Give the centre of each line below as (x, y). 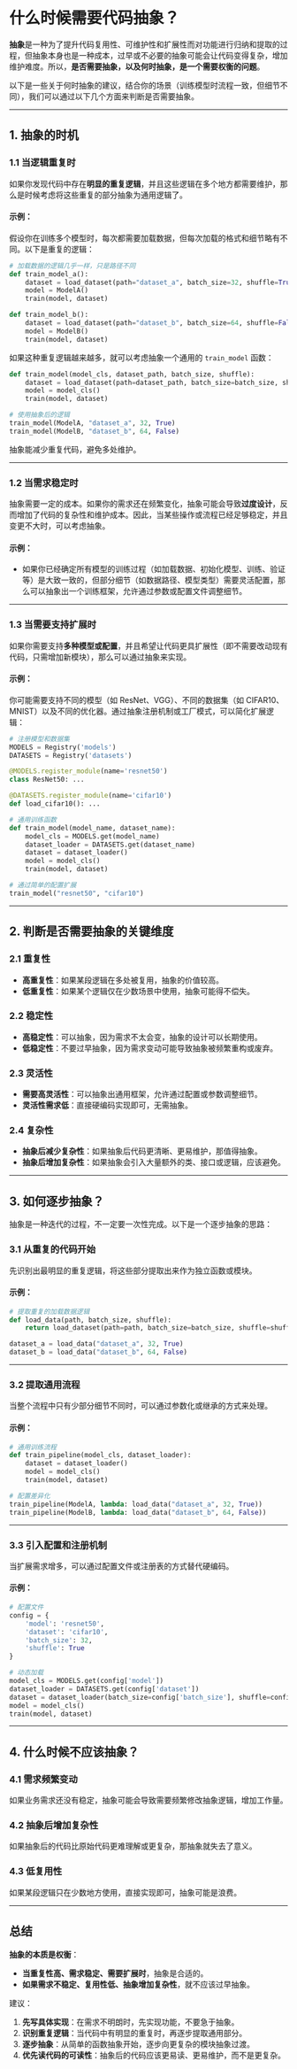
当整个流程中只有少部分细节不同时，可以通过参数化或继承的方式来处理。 (141, 1406)
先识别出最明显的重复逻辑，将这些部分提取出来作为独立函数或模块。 (133, 1270)
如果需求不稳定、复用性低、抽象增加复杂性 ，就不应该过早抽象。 (138, 1984)
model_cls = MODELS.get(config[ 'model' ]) (87, 1681)
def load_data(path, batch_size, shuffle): (91, 1320)
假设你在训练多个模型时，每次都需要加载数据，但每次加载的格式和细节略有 (145, 238)
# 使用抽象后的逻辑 (40, 415)
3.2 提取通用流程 (45, 1385)
